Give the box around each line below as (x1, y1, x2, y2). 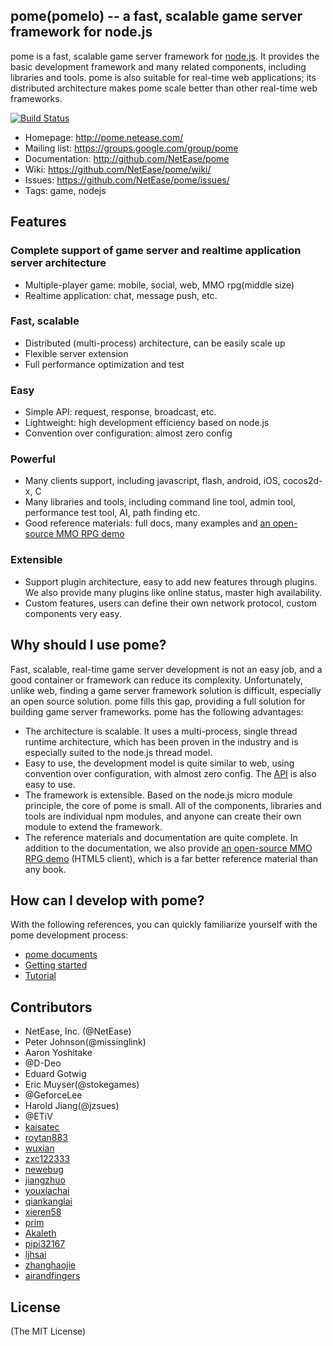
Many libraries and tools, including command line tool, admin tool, (24, 496, 296, 508)
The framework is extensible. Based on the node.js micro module (24, 789, 293, 801)
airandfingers (24, 1270, 81, 1282)
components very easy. (24, 607, 122, 619)
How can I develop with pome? (10, 892, 205, 909)
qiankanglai (24, 1195, 73, 1208)
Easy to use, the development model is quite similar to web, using (24, 757, 295, 769)
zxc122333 (24, 1153, 71, 1165)
